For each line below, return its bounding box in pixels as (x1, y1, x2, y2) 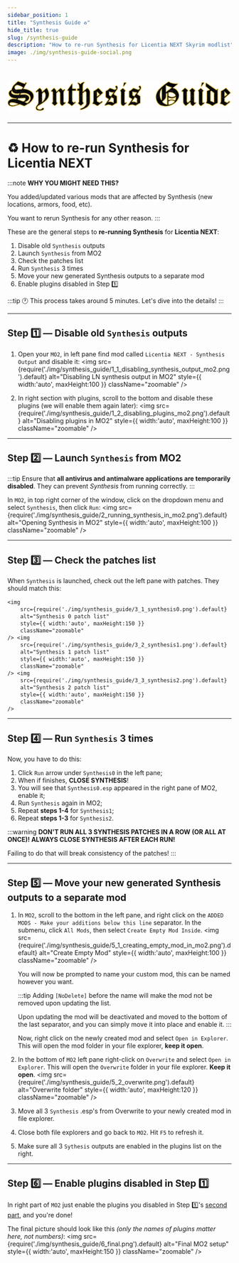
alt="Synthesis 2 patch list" (20, 684, 110, 691)
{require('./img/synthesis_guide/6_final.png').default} (7, 1240, 162, 1248)
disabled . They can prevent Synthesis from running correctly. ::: (7, 482, 196, 491)
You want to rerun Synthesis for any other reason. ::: (7, 213, 161, 222)
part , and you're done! (7, 1210, 73, 1219)
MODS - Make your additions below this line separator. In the (17, 918, 201, 927)
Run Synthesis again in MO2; (17, 799, 103, 807)
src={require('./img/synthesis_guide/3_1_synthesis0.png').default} (20, 606, 228, 613)
